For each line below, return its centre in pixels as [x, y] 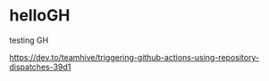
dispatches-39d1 [40, 67]
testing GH [29, 40]
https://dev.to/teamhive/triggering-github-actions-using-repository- [134, 57]
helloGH [40, 16]
